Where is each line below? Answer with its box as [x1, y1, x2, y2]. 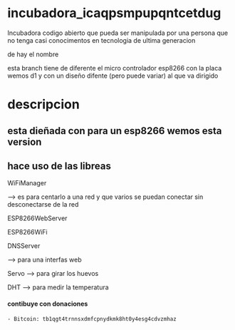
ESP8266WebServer [7, 214, 68, 222]
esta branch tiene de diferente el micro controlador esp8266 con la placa [7, 63, 222, 72]
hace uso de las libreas [7, 160, 112, 172]
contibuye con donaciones [7, 299, 88, 308]
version [7, 135, 42, 148]
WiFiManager [7, 179, 47, 187]
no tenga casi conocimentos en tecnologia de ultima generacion [7, 36, 196, 44]
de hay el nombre [7, 50, 59, 58]
